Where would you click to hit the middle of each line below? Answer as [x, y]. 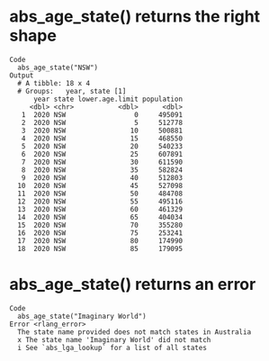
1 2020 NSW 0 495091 [102, 114]
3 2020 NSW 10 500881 [102, 131]
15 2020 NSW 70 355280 [100, 225]
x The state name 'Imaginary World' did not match [114, 339]
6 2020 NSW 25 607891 [102, 154]
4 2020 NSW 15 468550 [102, 138]
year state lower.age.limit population [108, 99]
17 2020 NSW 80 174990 [100, 240]
